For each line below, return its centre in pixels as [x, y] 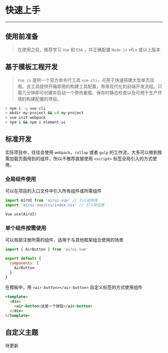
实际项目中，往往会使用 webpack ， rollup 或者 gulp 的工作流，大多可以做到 [81, 152]
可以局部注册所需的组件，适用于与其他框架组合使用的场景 [64, 240]
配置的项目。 [48, 99]
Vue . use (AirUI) [21, 214]
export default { [23, 258]
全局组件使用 [21, 179]
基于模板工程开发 [31, 67]
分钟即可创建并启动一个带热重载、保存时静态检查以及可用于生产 [92, 92]
